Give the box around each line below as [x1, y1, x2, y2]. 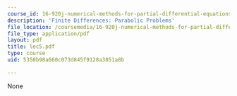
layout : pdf [7, 37, 42, 44]
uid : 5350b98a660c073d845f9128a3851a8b [7, 56, 125, 64]
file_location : [7, 23, 52, 30]
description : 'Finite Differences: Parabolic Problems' [7, 17, 175, 24]
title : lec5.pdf [7, 43, 55, 50]
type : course [7, 50, 46, 57]
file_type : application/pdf [7, 30, 90, 37]
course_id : [7, 10, 39, 18]
